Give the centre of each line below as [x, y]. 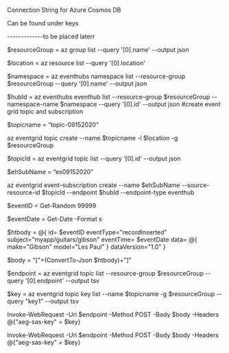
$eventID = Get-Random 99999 [52, 206]
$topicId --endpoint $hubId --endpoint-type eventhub [118, 192]
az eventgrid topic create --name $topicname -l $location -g [93, 138]
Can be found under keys [43, 23]
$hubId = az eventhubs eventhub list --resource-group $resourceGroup [109, 97]
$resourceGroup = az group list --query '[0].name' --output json [98, 50]
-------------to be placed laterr [51, 36]
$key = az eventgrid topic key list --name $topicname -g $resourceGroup [111, 294]
